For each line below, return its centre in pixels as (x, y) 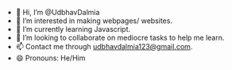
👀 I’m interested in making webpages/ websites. (94, 21)
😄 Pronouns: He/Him (50, 58)
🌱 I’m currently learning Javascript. (73, 29)
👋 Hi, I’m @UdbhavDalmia (58, 12)
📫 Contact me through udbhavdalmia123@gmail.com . (104, 47)
